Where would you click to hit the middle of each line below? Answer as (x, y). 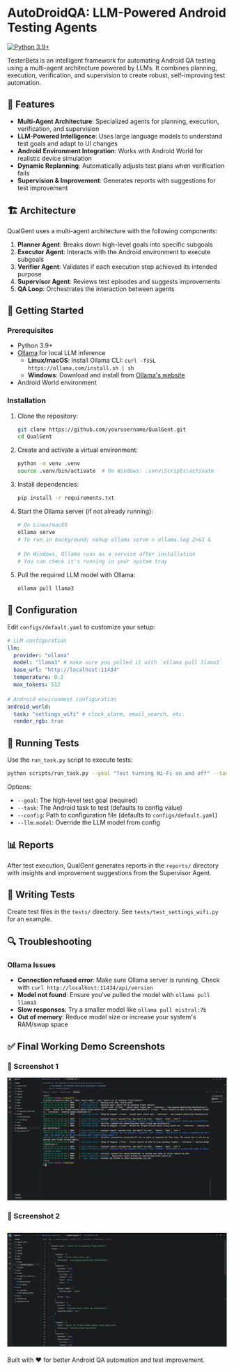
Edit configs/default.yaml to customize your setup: (81, 627)
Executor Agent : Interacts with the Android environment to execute (114, 251)
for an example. (30, 919)
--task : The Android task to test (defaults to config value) (100, 808)
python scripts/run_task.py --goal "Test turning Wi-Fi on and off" (109, 774)
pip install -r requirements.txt (66, 498)
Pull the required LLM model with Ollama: (76, 575)
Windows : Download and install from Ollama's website (106, 375)
